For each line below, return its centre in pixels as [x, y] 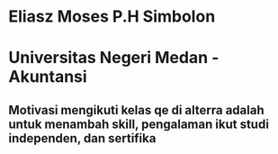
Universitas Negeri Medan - [114, 58]
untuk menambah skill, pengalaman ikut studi [139, 124]
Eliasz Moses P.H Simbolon [112, 17]
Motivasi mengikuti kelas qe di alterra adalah [136, 110]
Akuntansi [48, 77]
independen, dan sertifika [82, 138]
